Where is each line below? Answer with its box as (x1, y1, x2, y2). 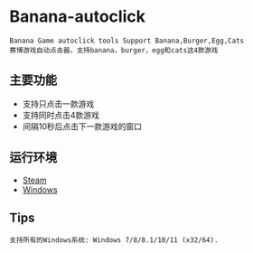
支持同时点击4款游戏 (22, 109, 99, 120)
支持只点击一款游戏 (22, 98, 95, 109)
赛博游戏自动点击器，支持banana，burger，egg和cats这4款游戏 (9, 45, 219, 55)
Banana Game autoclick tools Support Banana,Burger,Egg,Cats (9, 36, 245, 45)
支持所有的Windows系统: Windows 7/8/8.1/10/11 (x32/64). (9, 236, 219, 245)
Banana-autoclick (9, 6, 146, 27)
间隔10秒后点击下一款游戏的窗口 (22, 120, 143, 132)
